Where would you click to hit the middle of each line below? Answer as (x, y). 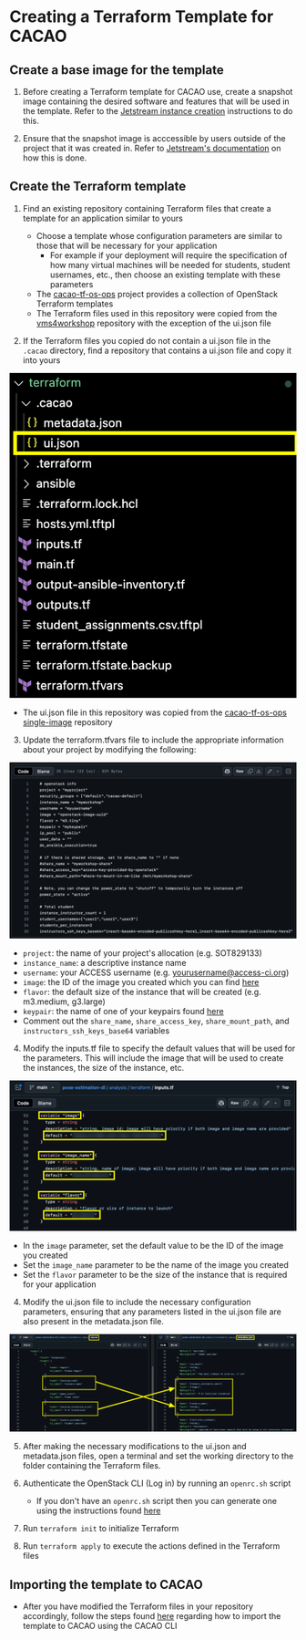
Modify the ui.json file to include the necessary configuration (137, 1302)
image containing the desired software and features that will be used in (156, 101)
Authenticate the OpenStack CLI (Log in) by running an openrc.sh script (157, 1483)
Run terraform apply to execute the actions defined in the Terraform (151, 1546)
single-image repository (67, 721)
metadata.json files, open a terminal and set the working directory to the (158, 1456)
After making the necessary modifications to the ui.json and (135, 1447)
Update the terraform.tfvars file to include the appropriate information (153, 740)
